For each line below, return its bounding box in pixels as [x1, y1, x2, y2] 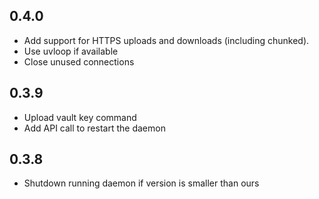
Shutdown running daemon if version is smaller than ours [23, 177, 260, 189]
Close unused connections [23, 55, 135, 68]
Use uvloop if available [23, 45, 119, 57]
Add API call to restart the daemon [23, 122, 166, 134]
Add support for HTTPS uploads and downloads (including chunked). [23, 34, 310, 46]
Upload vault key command [23, 111, 137, 123]
